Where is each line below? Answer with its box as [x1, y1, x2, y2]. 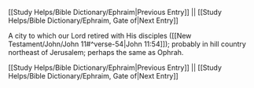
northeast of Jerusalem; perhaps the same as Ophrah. [8, 48, 184, 57]
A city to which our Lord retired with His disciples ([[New [8, 31, 192, 40]
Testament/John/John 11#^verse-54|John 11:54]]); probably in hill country [8, 39, 246, 49]
